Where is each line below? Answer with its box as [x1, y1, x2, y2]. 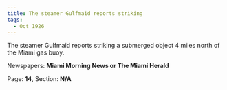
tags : [7, 16, 23, 23]
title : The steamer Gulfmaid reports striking [7, 10, 143, 17]
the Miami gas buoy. [7, 48, 65, 57]
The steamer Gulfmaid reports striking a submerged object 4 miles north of [7, 42, 220, 50]
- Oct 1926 [13, 22, 45, 29]
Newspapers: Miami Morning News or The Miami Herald [7, 62, 170, 70]
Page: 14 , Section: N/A [7, 75, 72, 83]
